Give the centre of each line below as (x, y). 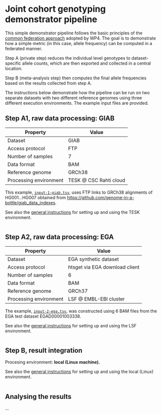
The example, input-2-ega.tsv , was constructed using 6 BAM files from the (81, 311)
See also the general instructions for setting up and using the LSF (71, 325)
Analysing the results (38, 397)
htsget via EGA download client (104, 267)
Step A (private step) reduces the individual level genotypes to (68, 58)
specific (13, 63)
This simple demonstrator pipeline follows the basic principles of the (74, 33)
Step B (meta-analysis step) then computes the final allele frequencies (76, 78)
